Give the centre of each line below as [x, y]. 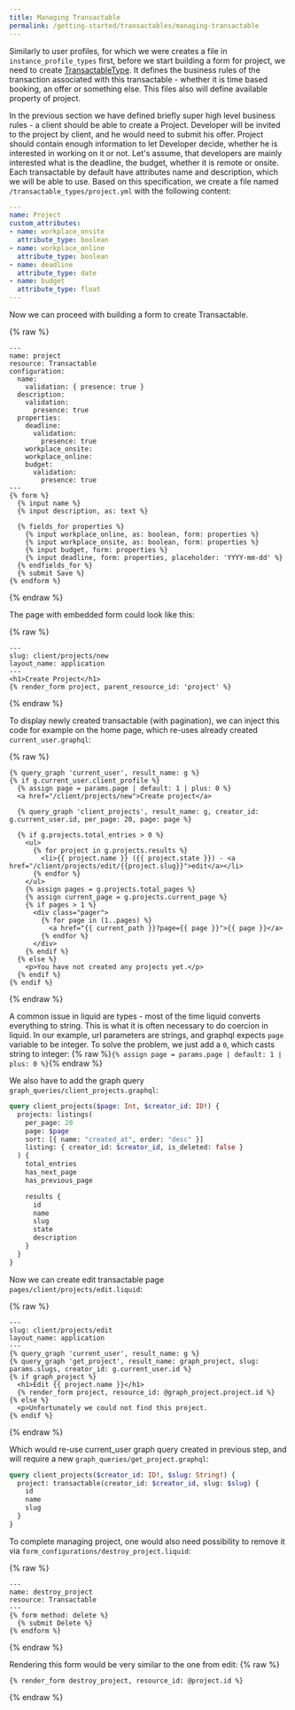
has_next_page [51, 1172]
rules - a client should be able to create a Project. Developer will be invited [145, 124]
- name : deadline [41, 264]
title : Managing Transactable [65, 17]
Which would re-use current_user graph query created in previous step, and [148, 1449]
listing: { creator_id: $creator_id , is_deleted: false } [134, 1147]
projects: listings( [55, 1115]
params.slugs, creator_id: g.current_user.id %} [101, 1369]
